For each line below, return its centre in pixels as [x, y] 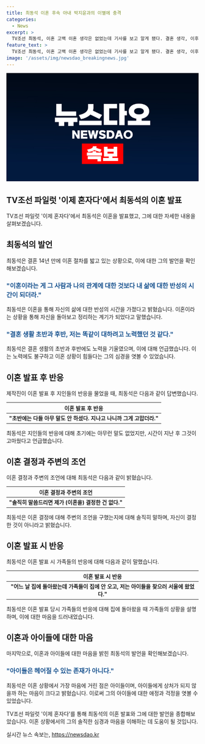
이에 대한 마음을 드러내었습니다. [57, 616]
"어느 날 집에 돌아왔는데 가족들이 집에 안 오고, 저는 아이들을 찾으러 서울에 [97, 587]
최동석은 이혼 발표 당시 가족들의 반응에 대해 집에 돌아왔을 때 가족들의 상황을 [96, 609]
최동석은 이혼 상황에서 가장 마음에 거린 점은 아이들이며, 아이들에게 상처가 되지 [98, 685]
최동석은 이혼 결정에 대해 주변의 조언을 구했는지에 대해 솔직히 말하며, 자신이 [96, 517]
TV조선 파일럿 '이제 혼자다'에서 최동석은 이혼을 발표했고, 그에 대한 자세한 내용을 [101, 216]
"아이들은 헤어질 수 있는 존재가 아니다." [60, 671]
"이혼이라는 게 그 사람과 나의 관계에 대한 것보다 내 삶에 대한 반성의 [97, 286]
